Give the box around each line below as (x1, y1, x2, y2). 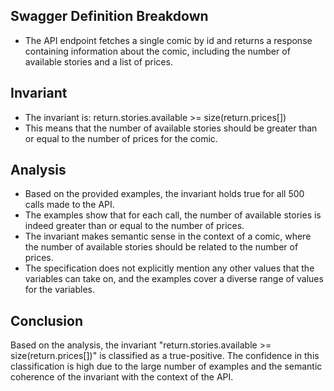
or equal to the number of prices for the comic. (24, 132, 218, 144)
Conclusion (10, 312, 84, 329)
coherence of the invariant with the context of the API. (10, 371, 234, 383)
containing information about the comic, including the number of (24, 45, 291, 57)
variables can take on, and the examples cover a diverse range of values (24, 273, 324, 285)
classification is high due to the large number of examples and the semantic (10, 360, 323, 373)
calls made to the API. (24, 199, 115, 211)
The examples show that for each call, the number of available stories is (24, 209, 322, 221)
